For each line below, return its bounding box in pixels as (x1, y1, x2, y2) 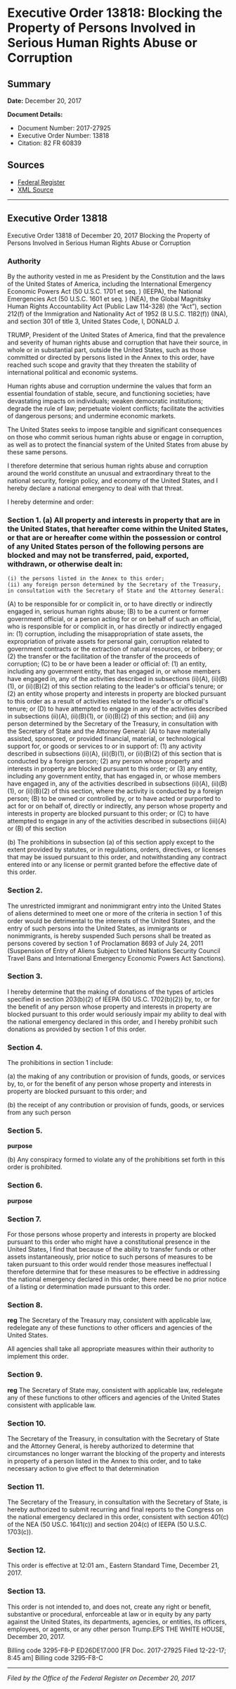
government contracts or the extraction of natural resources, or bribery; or (7, 644, 223, 653)
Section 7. (7, 1214, 42, 1223)
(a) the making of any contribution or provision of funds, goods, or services (7, 1072, 225, 1080)
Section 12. (7, 1545, 46, 1555)
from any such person (7, 1108, 72, 1117)
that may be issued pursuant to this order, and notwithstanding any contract (7, 853, 227, 861)
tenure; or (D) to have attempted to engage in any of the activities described (7, 704, 228, 713)
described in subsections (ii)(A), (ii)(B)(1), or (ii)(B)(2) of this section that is (7, 749, 223, 758)
